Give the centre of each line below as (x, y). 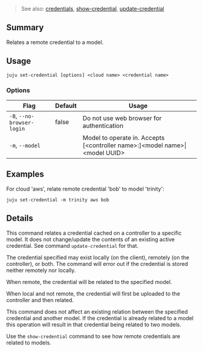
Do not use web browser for (122, 118)
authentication (103, 125)
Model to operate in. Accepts (124, 138)
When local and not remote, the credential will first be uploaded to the (93, 293)
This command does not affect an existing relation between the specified (97, 311)
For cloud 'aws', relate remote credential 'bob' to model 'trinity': (85, 189)
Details (20, 219)
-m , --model (25, 145)
